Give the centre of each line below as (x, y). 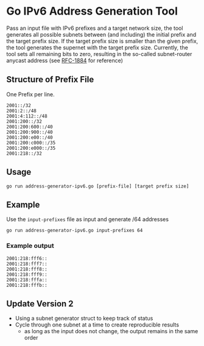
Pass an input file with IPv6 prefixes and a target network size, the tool (95, 28)
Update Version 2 (40, 304)
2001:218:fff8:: (27, 269)
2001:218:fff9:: (27, 274)
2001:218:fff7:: (27, 264)
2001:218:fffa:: (27, 280)
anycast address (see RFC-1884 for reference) (65, 60)
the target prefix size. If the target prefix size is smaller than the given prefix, (102, 41)
